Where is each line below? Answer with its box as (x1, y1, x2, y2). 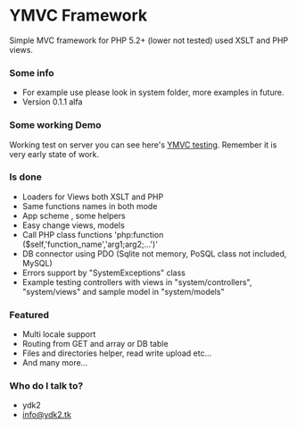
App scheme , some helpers (21, 210, 127, 221)
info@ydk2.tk (21, 409, 71, 420)
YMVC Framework (9, 5, 148, 26)
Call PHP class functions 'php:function (21, 229, 164, 240)
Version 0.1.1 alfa (21, 97, 83, 107)
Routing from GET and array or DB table (21, 339, 169, 349)
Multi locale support (21, 329, 96, 340)
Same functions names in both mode (21, 200, 158, 211)
